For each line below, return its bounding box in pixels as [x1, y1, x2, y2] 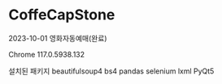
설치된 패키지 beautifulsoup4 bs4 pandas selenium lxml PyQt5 [8, 66, 215, 76]
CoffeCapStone [8, 6, 115, 24]
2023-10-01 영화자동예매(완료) [8, 33, 107, 43]
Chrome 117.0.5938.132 [8, 49, 85, 59]
